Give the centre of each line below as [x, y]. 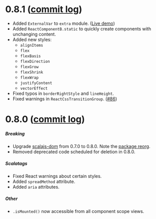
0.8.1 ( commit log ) [44, 9]
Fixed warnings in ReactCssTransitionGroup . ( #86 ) [65, 99]
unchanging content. [34, 34]
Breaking [15, 133]
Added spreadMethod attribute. [44, 181]
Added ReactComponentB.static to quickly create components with [82, 28]
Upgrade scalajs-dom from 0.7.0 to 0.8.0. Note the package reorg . [81, 147]
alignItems [32, 45]
